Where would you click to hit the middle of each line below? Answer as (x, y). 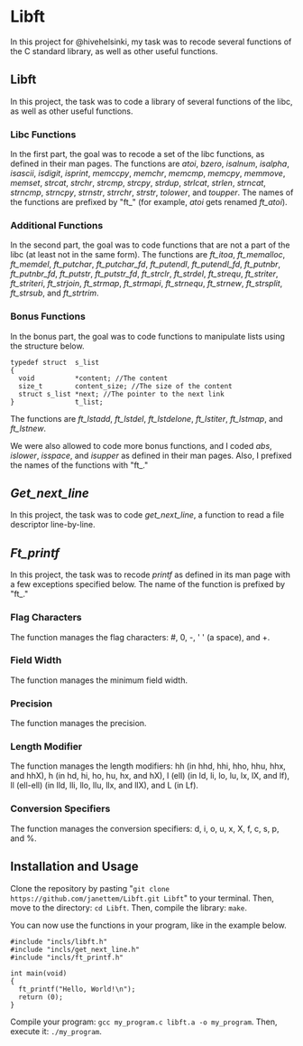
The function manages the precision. (78, 724)
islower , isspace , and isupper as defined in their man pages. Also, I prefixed (151, 455)
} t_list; (57, 402)
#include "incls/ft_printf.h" (67, 957)
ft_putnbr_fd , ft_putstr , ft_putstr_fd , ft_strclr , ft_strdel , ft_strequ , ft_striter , (144, 274)
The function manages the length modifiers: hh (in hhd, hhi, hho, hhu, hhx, (148, 766)
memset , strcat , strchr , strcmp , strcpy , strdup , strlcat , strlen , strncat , (138, 183)
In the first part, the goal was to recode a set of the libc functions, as (138, 154)
